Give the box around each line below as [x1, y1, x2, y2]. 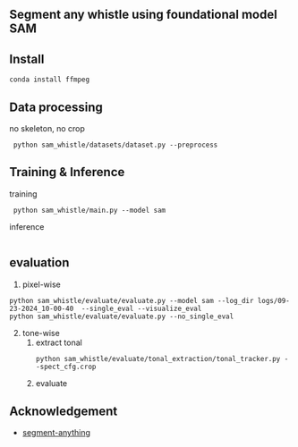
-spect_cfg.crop [35, 362, 97, 371]
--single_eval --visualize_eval [81, 304, 202, 313]
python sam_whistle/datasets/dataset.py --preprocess [13, 140, 218, 150]
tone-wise [21, 327, 60, 338]
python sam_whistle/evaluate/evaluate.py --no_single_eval [9, 312, 234, 321]
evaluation [9, 255, 70, 271]
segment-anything [21, 427, 91, 438]
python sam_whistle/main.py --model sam [13, 206, 166, 215]
